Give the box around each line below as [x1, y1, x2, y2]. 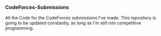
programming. [5, 25, 34, 31]
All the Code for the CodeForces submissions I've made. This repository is [5, 15, 157, 21]
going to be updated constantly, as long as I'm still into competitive [5, 20, 141, 26]
